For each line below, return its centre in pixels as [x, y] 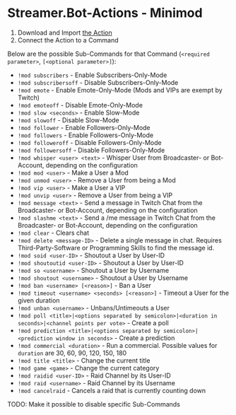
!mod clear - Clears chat [53, 233]
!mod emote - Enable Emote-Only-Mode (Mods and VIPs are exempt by [120, 90]
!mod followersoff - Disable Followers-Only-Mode [91, 150]
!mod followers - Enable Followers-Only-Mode [85, 135]
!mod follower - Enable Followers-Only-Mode [84, 127]
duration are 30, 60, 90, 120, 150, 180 [72, 353]
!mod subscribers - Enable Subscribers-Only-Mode [92, 75]
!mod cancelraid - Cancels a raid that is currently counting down [112, 390]
